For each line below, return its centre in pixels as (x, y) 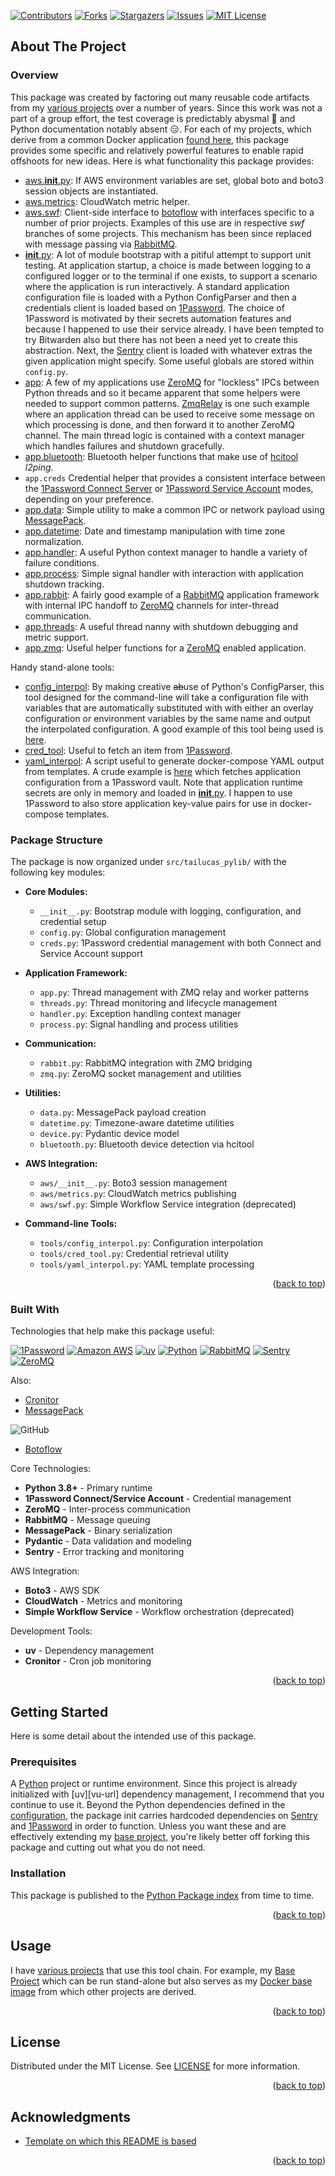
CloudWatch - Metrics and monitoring (103, 1601)
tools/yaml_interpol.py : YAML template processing (147, 1264)
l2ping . (39, 467)
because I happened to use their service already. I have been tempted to (174, 329)
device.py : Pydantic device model (109, 1133)
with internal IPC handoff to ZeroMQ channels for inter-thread (152, 605)
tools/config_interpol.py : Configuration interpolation (151, 1242)
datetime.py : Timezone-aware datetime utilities (137, 1122)
